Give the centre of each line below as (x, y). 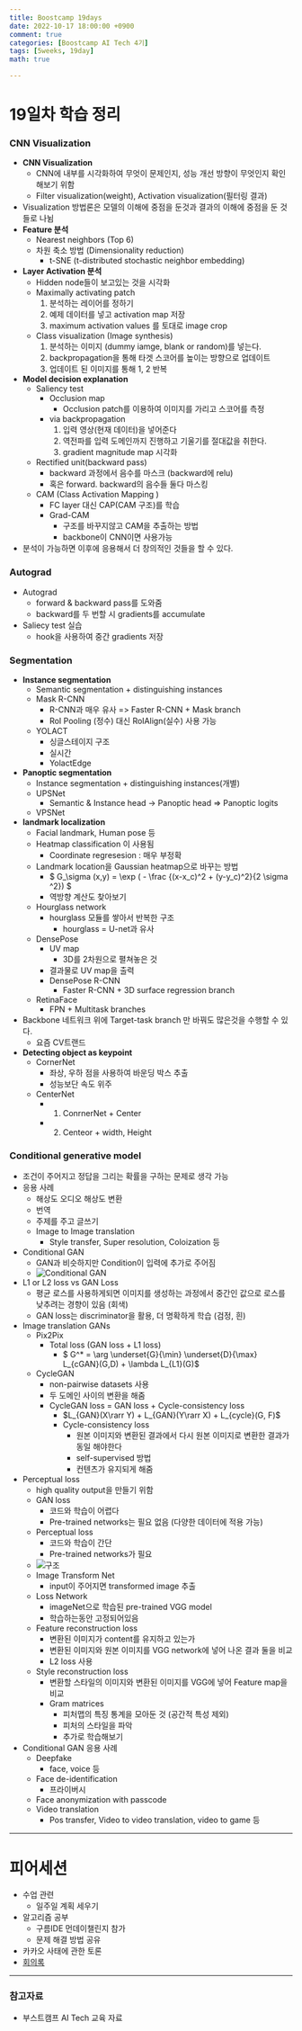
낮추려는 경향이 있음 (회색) (82, 1304)
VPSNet (50, 813)
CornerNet (55, 1062)
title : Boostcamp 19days (56, 18)
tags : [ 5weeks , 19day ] (52, 51)
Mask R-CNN (60, 699)
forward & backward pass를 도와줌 (99, 603)
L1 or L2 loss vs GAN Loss (70, 1283)
